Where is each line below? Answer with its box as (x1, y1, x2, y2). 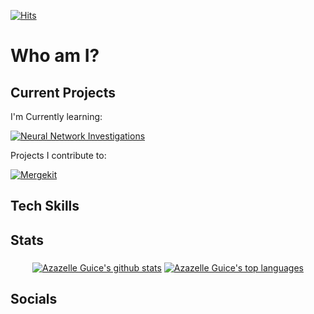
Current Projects (10, 84, 116, 101)
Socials (10, 291, 58, 308)
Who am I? (10, 45, 100, 67)
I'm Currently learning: (10, 111, 103, 122)
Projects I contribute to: (10, 150, 107, 161)
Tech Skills (10, 198, 80, 215)
